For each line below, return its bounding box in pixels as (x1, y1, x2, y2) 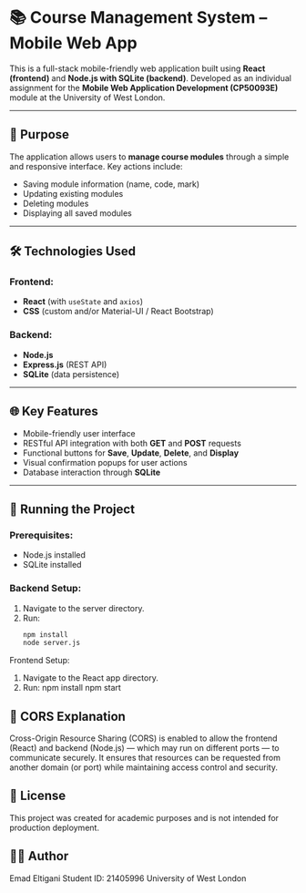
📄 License (9, 788, 66, 804)
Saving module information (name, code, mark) (22, 179, 200, 190)
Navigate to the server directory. (22, 602, 145, 613)
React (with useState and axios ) (22, 296, 144, 307)
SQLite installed (22, 559, 82, 570)
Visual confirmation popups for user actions (22, 457, 189, 467)
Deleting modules (22, 198, 89, 209)
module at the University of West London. (9, 92, 166, 103)
